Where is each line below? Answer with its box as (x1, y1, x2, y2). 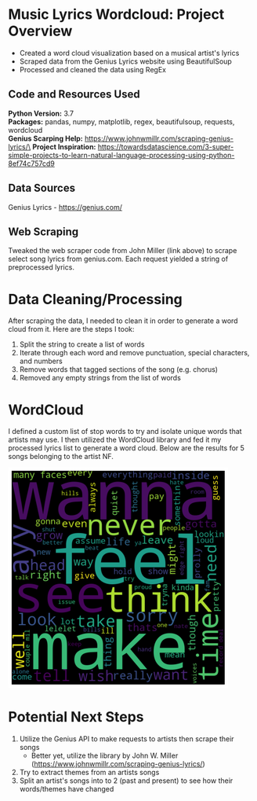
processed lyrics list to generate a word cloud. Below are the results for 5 (8, 443, 245, 453)
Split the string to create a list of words (19, 340, 145, 349)
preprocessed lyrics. (8, 263, 74, 272)
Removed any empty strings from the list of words (19, 373, 182, 383)
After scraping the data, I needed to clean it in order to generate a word (8, 316, 238, 325)
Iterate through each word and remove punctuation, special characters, (19, 348, 250, 358)
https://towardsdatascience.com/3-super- (97, 141, 234, 151)
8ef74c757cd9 (8, 159, 55, 168)
